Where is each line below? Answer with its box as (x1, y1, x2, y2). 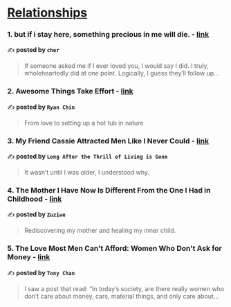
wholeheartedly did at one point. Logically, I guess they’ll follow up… (24, 69, 219, 78)
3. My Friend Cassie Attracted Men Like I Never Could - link (7, 136, 210, 146)
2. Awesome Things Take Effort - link (7, 87, 133, 96)
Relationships (7, 5, 88, 21)
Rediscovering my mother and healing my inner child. (24, 227, 176, 235)
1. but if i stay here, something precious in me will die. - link (7, 30, 210, 40)
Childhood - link (7, 194, 62, 204)
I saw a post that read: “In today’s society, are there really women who (24, 284, 225, 292)
